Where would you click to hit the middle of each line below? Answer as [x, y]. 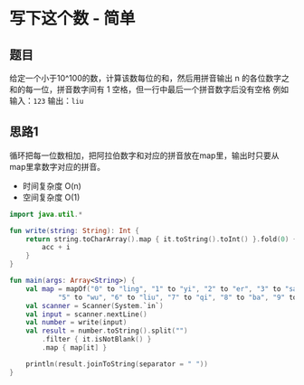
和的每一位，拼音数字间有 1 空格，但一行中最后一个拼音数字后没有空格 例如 [149, 89]
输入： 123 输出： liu [47, 101]
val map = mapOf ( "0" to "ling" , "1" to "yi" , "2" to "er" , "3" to [153, 289]
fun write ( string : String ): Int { [75, 230]
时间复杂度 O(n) [52, 185]
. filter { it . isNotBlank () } [97, 340]
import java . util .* [46, 214]
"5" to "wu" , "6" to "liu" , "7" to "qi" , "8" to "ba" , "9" [171, 297]
